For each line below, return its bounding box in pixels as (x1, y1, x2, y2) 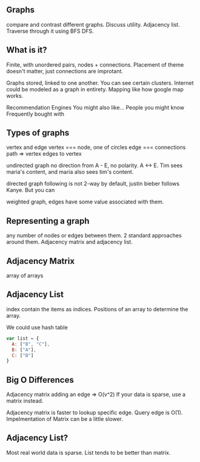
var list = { (6, 335, 39, 342)
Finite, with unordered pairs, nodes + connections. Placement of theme (6, 61, 184, 68)
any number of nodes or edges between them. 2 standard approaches (6, 232, 182, 239)
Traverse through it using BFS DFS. (6, 27, 94, 35)
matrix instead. (6, 397, 44, 404)
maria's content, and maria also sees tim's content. (6, 168, 134, 176)
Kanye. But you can (6, 186, 55, 194)
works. (6, 92, 24, 99)
